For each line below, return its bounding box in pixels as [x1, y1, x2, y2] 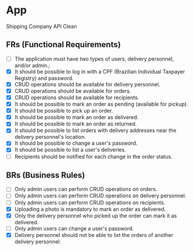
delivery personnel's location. [14, 134, 86, 141]
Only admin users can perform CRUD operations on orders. [14, 186, 158, 193]
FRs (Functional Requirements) [6, 40, 121, 50]
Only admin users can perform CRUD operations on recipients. [14, 199, 165, 206]
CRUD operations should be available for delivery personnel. [14, 81, 161, 88]
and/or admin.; [14, 62, 50, 69]
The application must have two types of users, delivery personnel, [14, 55, 174, 62]
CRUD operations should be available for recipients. [14, 94, 139, 101]
